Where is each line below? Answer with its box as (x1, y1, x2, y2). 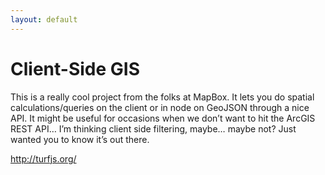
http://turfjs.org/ (10, 152, 77, 165)
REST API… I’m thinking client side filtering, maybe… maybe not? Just (10, 122, 297, 135)
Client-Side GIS (10, 57, 140, 80)
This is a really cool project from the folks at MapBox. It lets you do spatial (10, 91, 315, 103)
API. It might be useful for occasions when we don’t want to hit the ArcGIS (10, 112, 316, 124)
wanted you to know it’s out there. (10, 133, 150, 145)
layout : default (10, 14, 78, 25)
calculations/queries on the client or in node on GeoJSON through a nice (10, 101, 310, 113)
